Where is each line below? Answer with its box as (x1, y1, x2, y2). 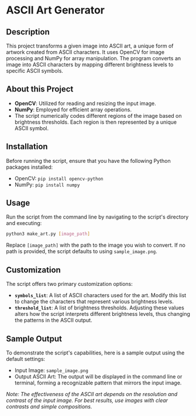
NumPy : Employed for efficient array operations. (14, 106, 132, 113)
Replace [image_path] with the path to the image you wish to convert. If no (6, 241, 185, 249)
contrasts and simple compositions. (6, 403, 92, 410)
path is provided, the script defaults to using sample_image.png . (6, 248, 158, 255)
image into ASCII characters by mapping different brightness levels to (6, 61, 174, 68)
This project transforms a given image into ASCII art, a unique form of (6, 42, 174, 49)
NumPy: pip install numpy (14, 181, 80, 188)
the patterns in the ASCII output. (14, 317, 92, 324)
